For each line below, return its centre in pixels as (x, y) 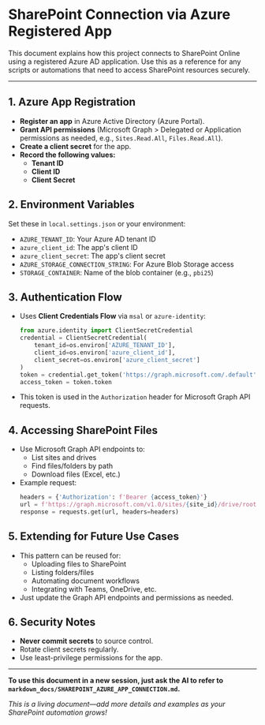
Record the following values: (67, 155)
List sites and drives (64, 458)
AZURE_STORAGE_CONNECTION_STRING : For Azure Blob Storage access (127, 264)
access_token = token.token (65, 382)
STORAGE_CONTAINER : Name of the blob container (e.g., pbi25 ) (117, 272)
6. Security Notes (52, 622)
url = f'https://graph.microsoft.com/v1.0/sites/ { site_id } (119, 505)
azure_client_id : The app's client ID (78, 247)
